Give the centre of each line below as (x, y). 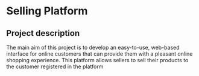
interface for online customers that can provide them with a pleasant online (99, 54)
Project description (43, 33)
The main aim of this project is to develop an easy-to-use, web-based (93, 47)
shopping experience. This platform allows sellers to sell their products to (97, 60)
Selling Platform (47, 11)
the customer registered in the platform (55, 66)
